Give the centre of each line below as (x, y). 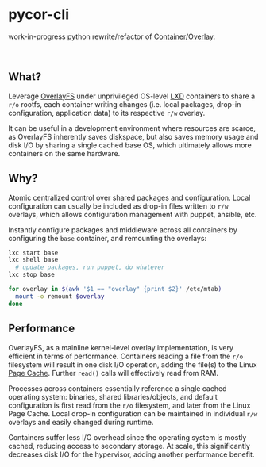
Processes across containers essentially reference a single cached (118, 388)
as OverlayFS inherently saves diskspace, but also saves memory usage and (133, 136)
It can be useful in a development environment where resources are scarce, (132, 128)
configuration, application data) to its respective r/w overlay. (107, 113)
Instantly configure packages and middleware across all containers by (123, 230)
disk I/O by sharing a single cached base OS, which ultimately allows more (130, 145)
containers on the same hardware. (64, 153)
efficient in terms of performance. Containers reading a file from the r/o (126, 356)
